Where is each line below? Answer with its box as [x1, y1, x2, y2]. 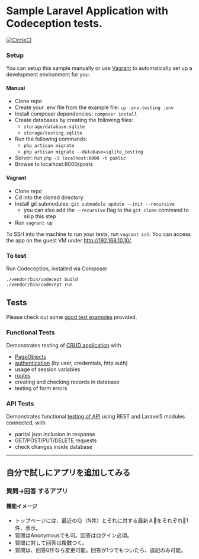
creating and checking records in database [14, 378, 120, 386]
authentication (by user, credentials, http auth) [14, 360, 129, 367]
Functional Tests [6, 328, 55, 336]
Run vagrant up [14, 219, 53, 226]
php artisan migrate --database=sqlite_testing [23, 149, 143, 155]
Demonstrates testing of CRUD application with [6, 342, 121, 349]
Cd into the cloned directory [14, 194, 84, 201]
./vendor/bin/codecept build [6, 276, 78, 282]
